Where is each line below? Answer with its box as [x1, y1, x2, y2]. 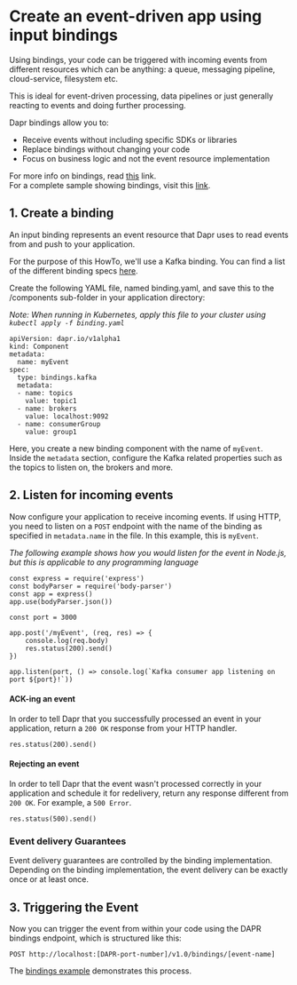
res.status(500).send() [9, 814, 98, 823]
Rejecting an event [9, 759, 80, 769]
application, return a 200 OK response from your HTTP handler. [9, 722, 238, 734]
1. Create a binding [9, 206, 114, 221]
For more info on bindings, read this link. [9, 171, 157, 181]
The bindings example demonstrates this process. [9, 965, 192, 976]
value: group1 [25, 427, 77, 436]
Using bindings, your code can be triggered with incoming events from [9, 54, 268, 65]
